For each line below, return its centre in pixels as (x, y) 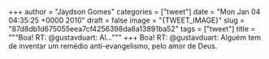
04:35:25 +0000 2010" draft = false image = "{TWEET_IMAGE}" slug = (127, 20)
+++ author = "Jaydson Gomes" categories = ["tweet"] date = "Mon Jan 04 (134, 12)
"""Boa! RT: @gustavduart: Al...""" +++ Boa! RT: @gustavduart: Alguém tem (135, 37)
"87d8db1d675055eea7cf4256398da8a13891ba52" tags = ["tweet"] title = (132, 29)
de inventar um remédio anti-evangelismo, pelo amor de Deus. (113, 46)
